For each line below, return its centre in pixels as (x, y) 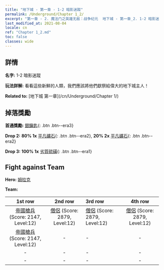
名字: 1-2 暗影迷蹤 (23, 75)
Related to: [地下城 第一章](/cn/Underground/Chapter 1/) (62, 96)
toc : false (16, 37)
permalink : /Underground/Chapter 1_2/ (44, 14)
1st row (25, 202)
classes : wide (20, 42)
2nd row (64, 202)
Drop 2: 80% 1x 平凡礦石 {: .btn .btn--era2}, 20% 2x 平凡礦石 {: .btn (72, 136)
